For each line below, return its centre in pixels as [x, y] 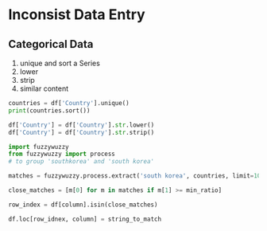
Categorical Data [51, 44]
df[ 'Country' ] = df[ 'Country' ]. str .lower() [81, 125]
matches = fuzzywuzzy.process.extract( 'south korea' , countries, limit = [131, 176]
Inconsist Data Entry [77, 15]
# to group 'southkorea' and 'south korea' [81, 162]
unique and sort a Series [60, 63]
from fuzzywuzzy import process [62, 154]
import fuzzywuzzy [39, 147]
